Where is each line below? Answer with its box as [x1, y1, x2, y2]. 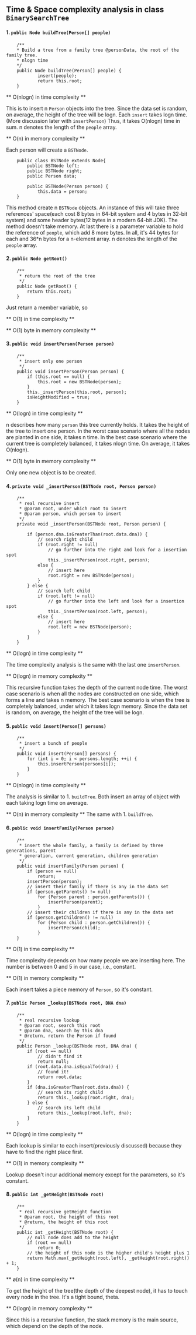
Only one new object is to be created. [6, 469, 97, 476]
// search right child [37, 537, 93, 543]
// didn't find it [37, 1053, 82, 1059]
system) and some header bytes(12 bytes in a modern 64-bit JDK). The [6, 216, 178, 223]
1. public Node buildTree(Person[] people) [6, 29, 111, 36]
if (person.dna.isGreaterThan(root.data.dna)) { [27, 531, 148, 537]
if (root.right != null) [37, 542, 98, 548]
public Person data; [27, 173, 77, 179]
